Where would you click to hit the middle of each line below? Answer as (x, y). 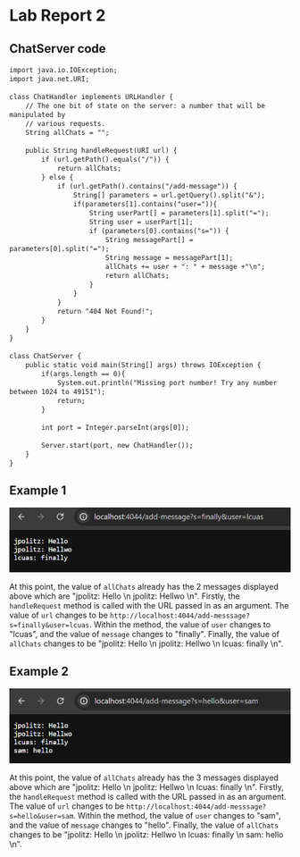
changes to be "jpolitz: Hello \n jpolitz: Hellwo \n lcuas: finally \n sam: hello (146, 835)
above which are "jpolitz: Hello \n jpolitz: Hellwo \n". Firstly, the (125, 596)
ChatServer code (58, 49)
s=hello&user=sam (42, 817)
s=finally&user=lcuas (50, 625)
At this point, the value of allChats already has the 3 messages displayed (144, 777)
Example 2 (39, 672)
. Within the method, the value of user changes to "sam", (177, 816)
